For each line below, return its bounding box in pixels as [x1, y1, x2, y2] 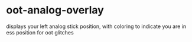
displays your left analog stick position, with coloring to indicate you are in [6, 23, 187, 30]
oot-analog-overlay [6, 3, 105, 17]
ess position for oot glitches [6, 29, 74, 36]
